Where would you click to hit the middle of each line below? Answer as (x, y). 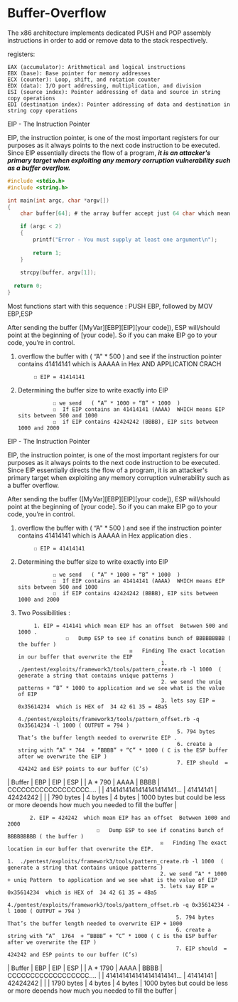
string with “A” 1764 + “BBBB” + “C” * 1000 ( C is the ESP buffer (113, 936)
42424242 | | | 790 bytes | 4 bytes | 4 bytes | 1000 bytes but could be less (117, 797)
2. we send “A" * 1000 (193, 874)
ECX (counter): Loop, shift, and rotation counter (84, 80)
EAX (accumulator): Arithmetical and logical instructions (97, 67)
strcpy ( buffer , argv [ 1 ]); (59, 273)
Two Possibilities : (44, 612)
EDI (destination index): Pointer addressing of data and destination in (119, 105)
